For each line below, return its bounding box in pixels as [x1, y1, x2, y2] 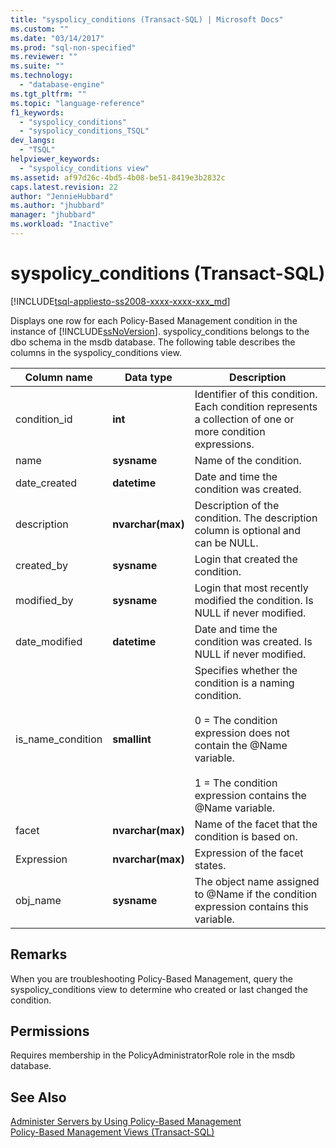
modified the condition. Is [194, 593, 314, 607]
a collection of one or [194, 412, 295, 426]
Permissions [10, 1023, 90, 1040]
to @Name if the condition [194, 887, 318, 901]
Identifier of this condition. [194, 387, 318, 401]
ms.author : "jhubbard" [10, 201, 105, 211]
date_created [15, 476, 78, 490]
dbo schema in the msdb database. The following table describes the [10, 336, 296, 348]
